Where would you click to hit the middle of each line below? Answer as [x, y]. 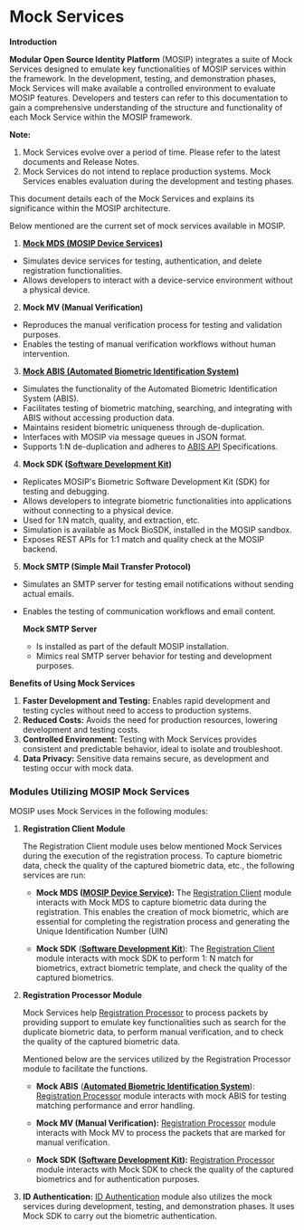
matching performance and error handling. [115, 1106]
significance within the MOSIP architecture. [90, 208]
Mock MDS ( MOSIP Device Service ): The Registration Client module [164, 893]
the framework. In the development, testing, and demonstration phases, [143, 78]
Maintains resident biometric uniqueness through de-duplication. [143, 427]
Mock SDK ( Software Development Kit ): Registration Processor [155, 1160]
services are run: [54, 875]
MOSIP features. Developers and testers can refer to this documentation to [148, 98]
